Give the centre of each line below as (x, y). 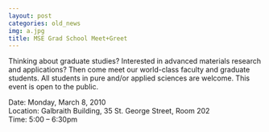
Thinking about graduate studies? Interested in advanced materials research (135, 61)
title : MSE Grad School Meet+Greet (68, 38)
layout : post (30, 16)
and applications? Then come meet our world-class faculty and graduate (129, 70)
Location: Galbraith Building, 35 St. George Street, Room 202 (109, 111)
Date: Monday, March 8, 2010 (57, 102)
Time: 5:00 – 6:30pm (43, 120)
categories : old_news (45, 23)
